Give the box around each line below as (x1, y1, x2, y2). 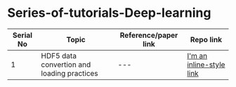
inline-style (187, 60, 225, 69)
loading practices (41, 68, 98, 78)
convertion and (41, 60, 91, 69)
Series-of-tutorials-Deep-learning (7, 5, 211, 21)
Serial (13, 30, 33, 40)
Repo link (190, 34, 223, 44)
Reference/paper (119, 30, 178, 40)
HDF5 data (41, 51, 77, 60)
